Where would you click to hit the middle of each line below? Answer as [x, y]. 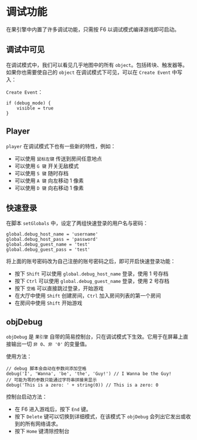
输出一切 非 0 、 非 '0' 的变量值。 [50, 344]
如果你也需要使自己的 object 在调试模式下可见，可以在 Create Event [89, 72]
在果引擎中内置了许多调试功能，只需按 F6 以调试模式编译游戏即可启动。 [93, 29]
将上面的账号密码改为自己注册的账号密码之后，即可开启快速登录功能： [91, 261]
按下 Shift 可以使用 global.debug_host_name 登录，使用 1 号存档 [91, 274]
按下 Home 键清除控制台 [42, 431]
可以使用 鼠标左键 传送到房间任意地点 [58, 158]
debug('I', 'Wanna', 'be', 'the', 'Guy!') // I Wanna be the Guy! [89, 374]
